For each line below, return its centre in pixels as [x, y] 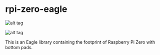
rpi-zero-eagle [36, 9]
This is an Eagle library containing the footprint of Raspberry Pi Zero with [80, 42]
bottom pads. [19, 47]
